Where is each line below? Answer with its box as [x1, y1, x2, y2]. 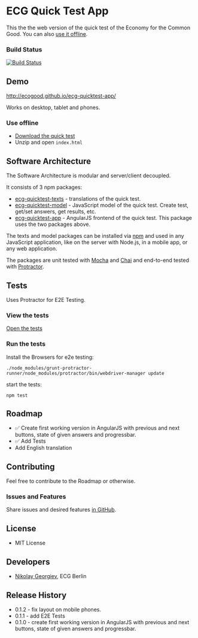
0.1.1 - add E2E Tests [14, 612, 66, 619]
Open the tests [6, 325, 43, 332]
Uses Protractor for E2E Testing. [6, 296, 86, 303]
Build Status [6, 45, 42, 53]
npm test [6, 392, 28, 398]
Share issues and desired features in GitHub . [6, 506, 117, 513]
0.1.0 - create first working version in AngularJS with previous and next [14, 618, 190, 625]
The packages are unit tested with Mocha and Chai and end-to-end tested [6, 256, 190, 264]
